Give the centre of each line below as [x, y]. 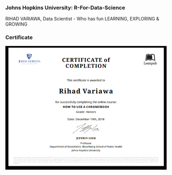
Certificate [19, 37]
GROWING [16, 24]
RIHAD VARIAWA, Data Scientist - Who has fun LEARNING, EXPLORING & [82, 19]
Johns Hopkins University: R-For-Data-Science [65, 8]
